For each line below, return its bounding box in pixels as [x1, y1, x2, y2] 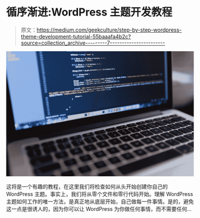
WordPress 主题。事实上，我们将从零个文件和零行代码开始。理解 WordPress [6, 190, 193, 197]
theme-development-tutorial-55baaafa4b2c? [20, 33, 131, 40]
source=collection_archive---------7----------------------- [20, 39, 165, 46]
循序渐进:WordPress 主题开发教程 [6, 5, 173, 19]
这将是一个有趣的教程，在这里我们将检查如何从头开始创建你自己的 [6, 183, 168, 190]
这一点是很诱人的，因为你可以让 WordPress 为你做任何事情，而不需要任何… [6, 205, 192, 212]
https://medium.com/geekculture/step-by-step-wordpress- [36, 26, 182, 33]
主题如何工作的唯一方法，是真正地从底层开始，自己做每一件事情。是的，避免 [6, 198, 194, 205]
